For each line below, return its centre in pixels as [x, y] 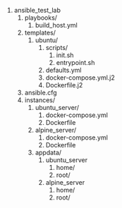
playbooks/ [41, 18]
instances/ [40, 100]
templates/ [40, 32]
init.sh [65, 55]
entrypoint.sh [75, 62]
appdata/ [48, 152]
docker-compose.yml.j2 [80, 78]
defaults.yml [64, 70]
